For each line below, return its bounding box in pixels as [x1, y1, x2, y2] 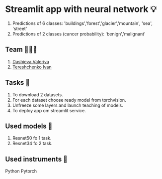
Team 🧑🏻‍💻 [5, 45, 37, 54]
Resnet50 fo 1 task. [12, 135, 52, 141]
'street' [12, 25, 27, 31]
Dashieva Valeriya [12, 58, 50, 64]
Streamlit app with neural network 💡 [5, 3, 157, 15]
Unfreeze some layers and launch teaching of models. [12, 102, 123, 108]
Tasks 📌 [5, 78, 30, 87]
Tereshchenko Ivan [12, 64, 52, 70]
